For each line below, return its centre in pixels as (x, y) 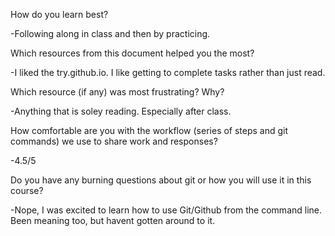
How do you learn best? (59, 14)
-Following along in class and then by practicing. (110, 33)
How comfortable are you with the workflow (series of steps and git (149, 130)
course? (27, 190)
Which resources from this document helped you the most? (132, 53)
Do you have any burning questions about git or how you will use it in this (161, 180)
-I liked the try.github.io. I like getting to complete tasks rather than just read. (168, 72)
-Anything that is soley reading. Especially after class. (121, 111)
